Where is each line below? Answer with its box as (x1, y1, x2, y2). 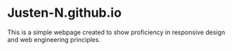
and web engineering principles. (7, 35, 101, 43)
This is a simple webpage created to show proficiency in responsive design (7, 28, 226, 36)
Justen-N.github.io (7, 5, 122, 21)
